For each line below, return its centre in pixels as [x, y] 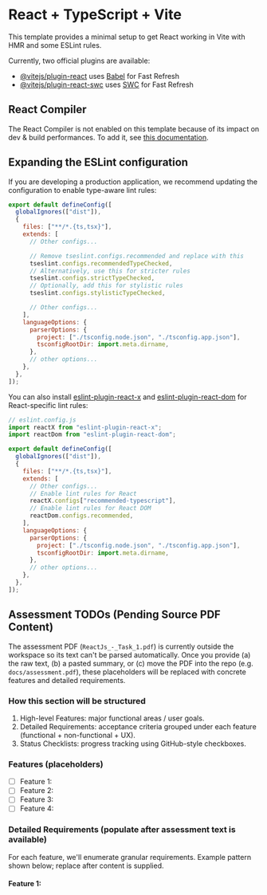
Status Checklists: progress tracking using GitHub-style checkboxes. [133, 744]
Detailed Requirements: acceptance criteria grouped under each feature [138, 726]
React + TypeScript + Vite [95, 15]
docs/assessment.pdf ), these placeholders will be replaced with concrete [128, 672]
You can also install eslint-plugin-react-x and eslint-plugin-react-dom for [128, 397]
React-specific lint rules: [48, 405]
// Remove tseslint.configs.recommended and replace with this [137, 256]
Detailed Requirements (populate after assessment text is [122, 830]
